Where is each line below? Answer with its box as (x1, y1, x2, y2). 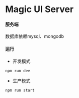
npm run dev (5, 68, 30, 73)
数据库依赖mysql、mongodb (5, 33, 64, 39)
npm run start (5, 88, 35, 93)
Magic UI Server (5, 4, 74, 15)
